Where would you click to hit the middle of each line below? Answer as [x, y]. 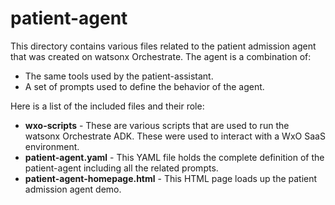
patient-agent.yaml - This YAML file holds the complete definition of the [174, 157]
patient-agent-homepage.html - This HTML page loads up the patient [171, 178]
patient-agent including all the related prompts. [121, 168]
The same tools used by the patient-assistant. [119, 76]
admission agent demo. [73, 189]
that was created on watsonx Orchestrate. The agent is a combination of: [161, 56]
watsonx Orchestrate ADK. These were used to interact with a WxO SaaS [175, 136]
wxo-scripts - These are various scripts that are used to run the [157, 125]
